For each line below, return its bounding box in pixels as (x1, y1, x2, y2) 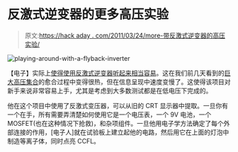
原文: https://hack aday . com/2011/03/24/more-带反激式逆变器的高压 (24, 31, 225, 40)
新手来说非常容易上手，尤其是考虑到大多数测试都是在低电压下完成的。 (7, 86, 212, 95)
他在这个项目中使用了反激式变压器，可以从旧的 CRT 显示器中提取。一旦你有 (7, 101, 229, 110)
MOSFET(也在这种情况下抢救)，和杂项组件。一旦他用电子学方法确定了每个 (7, 119, 225, 127)
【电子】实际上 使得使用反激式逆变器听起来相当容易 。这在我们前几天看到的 (7, 69, 225, 77)
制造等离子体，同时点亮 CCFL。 (7, 136, 101, 145)
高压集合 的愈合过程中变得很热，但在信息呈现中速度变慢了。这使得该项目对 (13, 77, 231, 86)
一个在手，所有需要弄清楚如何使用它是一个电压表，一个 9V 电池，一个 (7, 110, 212, 119)
